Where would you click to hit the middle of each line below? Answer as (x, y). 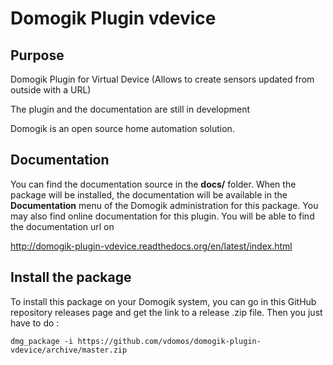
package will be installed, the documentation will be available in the (149, 194)
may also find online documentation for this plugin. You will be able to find (162, 216)
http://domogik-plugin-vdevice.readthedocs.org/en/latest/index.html (151, 246)
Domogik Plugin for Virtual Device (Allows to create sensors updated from (162, 79)
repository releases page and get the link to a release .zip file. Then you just (166, 312)
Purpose (37, 55)
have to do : (35, 323)
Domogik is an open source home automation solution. (122, 128)
